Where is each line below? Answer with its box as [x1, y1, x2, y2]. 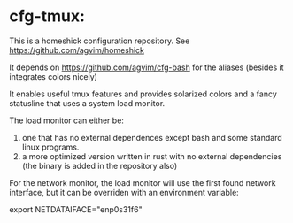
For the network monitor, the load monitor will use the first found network [9, 177, 276, 188]
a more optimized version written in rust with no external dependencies [21, 150, 282, 161]
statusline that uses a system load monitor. [9, 97, 166, 108]
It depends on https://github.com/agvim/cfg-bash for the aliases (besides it [9, 62, 285, 73]
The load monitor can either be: [9, 115, 124, 126]
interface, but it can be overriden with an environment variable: [9, 187, 239, 197]
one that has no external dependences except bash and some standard [21, 132, 283, 142]
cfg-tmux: [9, 6, 86, 27]
